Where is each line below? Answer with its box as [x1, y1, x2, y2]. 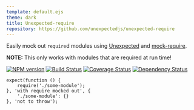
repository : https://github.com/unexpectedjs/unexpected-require [6, 25, 175, 32]
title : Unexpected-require [6, 20, 75, 26]
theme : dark [6, 15, 36, 21]
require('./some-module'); [17, 83, 85, 89]
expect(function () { [6, 77, 61, 83]
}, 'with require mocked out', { [6, 88, 91, 94]
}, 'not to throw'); [6, 99, 59, 105]
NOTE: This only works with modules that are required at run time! [6, 54, 172, 61]
